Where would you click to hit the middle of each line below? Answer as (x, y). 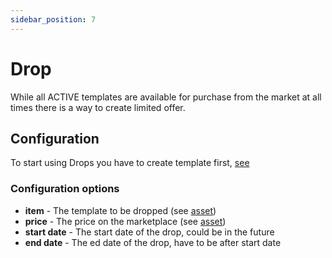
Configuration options (65, 189)
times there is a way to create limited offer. (98, 107)
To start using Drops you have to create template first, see (130, 163)
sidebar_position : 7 (53, 19)
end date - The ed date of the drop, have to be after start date (153, 242)
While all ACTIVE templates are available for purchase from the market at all (166, 97)
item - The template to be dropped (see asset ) (120, 210)
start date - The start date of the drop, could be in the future (149, 232)
